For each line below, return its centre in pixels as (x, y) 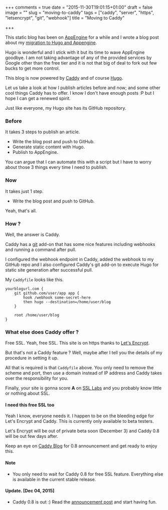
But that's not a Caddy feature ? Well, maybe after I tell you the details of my (84, 353)
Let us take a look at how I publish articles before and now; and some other (83, 88)
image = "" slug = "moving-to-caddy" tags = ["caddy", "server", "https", (80, 13)
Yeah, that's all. (21, 210)
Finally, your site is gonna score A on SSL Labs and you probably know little (83, 388)
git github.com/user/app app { (47, 293)
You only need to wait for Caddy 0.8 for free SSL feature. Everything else (88, 474)
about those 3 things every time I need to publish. (56, 167)
